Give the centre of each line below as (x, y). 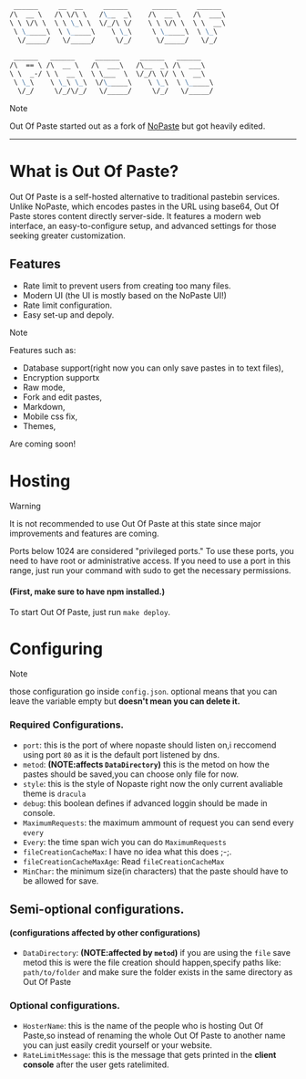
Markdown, (44, 407)
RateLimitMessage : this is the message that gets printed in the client (149, 1054)
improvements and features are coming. (84, 534)
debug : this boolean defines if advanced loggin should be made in (145, 803)
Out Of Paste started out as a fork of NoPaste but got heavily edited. (138, 126)
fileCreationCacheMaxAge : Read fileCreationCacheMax (123, 861)
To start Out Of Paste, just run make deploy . (90, 612)
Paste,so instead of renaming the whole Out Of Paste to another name (154, 1035)
